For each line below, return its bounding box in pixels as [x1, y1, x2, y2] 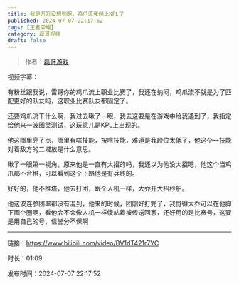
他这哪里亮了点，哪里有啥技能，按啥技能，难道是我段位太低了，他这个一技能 [7, 136, 232, 145]
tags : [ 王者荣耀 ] [7, 24, 55, 31]
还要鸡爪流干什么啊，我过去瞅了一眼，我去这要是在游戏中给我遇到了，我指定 [7, 112, 232, 121]
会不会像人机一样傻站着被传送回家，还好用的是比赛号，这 [56, 208, 225, 217]
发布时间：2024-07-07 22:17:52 [7, 269, 101, 278]
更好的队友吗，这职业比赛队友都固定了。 [13, 97, 132, 106]
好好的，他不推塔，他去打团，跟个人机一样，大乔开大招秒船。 [7, 184, 188, 193]
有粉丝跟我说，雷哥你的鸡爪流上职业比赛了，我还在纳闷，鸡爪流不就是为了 [7, 88, 225, 96]
